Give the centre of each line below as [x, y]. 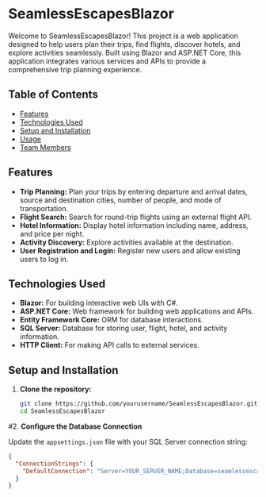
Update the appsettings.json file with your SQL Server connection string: [128, 441]
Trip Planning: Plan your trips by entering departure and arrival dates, [133, 191]
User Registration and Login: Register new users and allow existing [130, 250]
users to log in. [44, 259]
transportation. [44, 208]
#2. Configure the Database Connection [75, 426]
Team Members [45, 147]
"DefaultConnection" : [58, 471]
